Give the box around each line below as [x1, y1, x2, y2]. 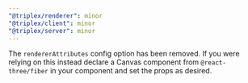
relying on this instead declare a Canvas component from [8, 57, 200, 67]
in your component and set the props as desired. [49, 66, 212, 76]
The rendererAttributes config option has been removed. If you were [8, 49, 240, 59]
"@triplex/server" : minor [8, 27, 95, 35]
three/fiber [8, 68, 48, 76]
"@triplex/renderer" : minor [8, 11, 103, 20]
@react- [200, 59, 226, 67]
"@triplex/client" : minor [8, 19, 95, 27]
